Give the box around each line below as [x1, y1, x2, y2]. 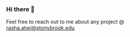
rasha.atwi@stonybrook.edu [6, 24, 75, 31]
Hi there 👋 [6, 5, 35, 13]
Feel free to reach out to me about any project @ [6, 18, 125, 25]
